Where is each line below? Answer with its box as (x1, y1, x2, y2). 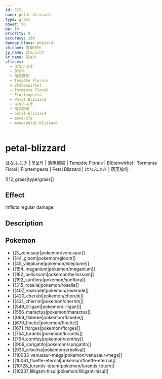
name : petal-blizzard (5, 12, 51, 17)
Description (5, 219, 43, 228)
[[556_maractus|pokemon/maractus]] (12, 309, 91, 315)
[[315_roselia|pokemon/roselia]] (12, 282, 79, 288)
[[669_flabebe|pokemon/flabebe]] (12, 314, 84, 320)
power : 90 (5, 21, 26, 27)
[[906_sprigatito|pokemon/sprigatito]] (12, 341, 92, 347)
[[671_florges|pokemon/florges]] (12, 325, 80, 331)
